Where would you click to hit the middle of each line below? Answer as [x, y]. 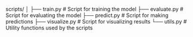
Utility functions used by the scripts [49, 28]
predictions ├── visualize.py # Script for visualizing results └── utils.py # [96, 21]
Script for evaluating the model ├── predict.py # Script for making [87, 15]
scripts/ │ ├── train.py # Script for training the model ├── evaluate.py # [95, 9]
